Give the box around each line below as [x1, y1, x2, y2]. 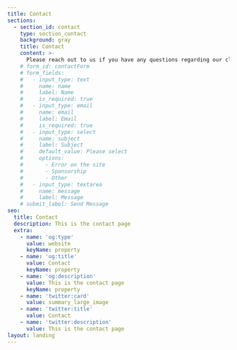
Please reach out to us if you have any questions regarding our [25, 56, 222, 64]
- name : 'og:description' [20, 272, 97, 279]
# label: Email [20, 115, 78, 122]
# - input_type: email [20, 102, 93, 109]
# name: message [20, 188, 80, 195]
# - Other [20, 174, 68, 181]
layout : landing [7, 332, 55, 339]
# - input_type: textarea [20, 181, 102, 188]
